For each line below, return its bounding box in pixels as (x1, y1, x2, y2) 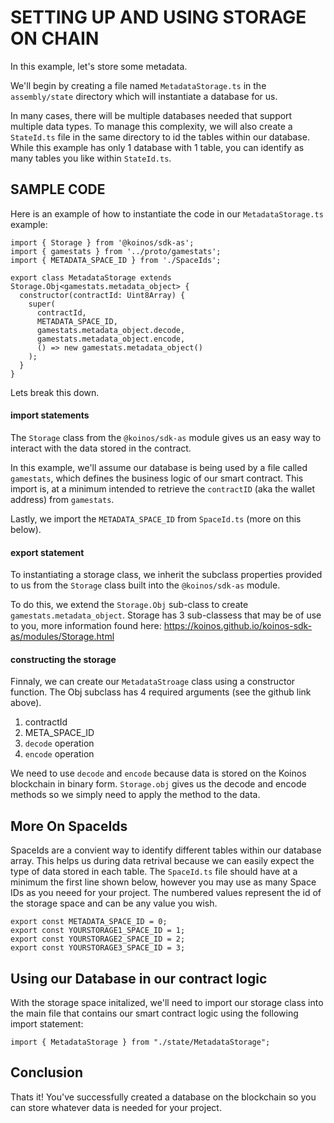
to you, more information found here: (10, 620, 162, 632)
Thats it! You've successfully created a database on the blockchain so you (10, 1091, 317, 1103)
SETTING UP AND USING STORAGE (10, 6, 307, 29)
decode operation (24, 737, 95, 750)
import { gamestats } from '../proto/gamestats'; (10, 246, 222, 256)
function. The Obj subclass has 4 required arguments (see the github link (10, 686, 312, 698)
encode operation (24, 748, 95, 760)
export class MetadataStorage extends (10, 272, 172, 283)
